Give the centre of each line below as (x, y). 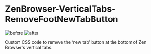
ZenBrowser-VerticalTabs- (60, 9)
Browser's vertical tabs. (29, 47)
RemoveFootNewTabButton (62, 19)
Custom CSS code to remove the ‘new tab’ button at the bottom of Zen (76, 42)
